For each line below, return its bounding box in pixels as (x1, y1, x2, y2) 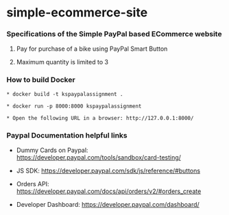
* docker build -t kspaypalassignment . (6, 90, 124, 97)
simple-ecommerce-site (6, 5, 148, 21)
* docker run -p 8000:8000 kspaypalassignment (6, 103, 142, 110)
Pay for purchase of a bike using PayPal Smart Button (16, 45, 168, 53)
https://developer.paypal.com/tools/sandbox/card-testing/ (16, 153, 181, 162)
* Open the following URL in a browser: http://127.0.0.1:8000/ (6, 114, 194, 121)
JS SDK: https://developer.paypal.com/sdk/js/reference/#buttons (16, 166, 200, 175)
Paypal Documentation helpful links (6, 130, 128, 140)
